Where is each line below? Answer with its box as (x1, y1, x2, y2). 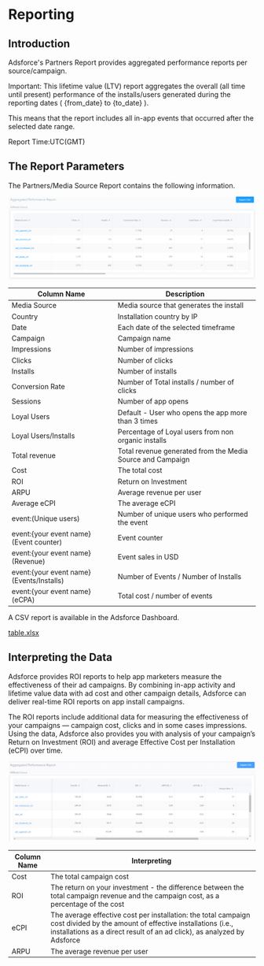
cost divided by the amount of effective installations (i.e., (50, 919, 233, 928)
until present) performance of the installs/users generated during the (8, 90, 232, 99)
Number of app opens (117, 396, 189, 407)
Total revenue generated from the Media (117, 447, 248, 456)
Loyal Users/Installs (11, 431, 75, 440)
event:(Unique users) (11, 514, 80, 523)
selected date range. (8, 122, 75, 131)
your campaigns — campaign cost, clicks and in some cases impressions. (8, 720, 247, 730)
